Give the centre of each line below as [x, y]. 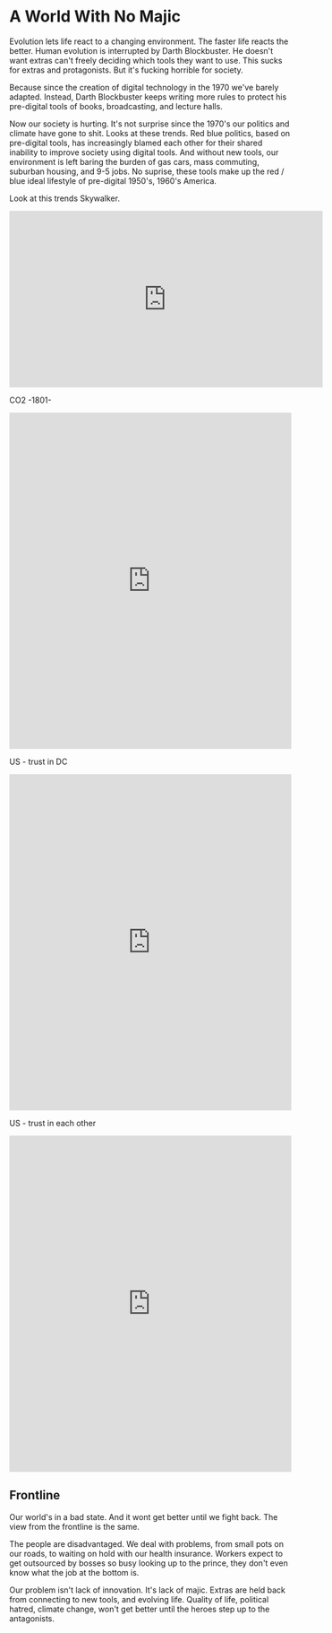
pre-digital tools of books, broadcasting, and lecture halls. [116, 106]
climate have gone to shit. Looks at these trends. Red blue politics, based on [150, 133]
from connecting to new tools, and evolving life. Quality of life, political [139, 1599]
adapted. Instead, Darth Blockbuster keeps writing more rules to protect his [148, 97]
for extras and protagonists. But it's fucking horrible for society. [126, 70]
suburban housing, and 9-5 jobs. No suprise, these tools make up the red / [147, 171]
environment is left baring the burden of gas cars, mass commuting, [134, 161]
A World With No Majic [95, 17]
